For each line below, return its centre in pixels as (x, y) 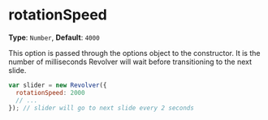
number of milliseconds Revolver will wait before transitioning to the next (130, 62)
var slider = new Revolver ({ (58, 85)
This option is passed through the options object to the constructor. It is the (134, 53)
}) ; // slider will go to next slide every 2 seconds (102, 108)
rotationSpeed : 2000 (50, 92)
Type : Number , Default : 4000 (54, 37)
